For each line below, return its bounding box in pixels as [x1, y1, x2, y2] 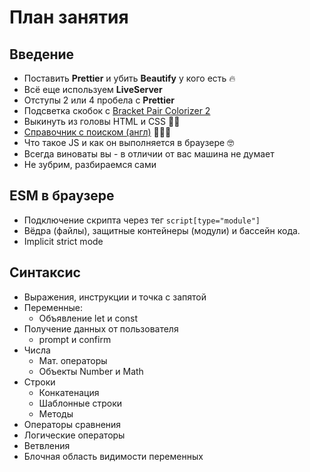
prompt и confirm [38, 333, 112, 345]
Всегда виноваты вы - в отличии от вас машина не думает [23, 148, 275, 160]
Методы [38, 407, 74, 420]
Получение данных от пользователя [23, 322, 179, 335]
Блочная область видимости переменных [23, 450, 204, 462]
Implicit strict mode [23, 235, 104, 247]
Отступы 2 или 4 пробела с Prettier [23, 94, 176, 106]
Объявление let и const [38, 312, 139, 324]
